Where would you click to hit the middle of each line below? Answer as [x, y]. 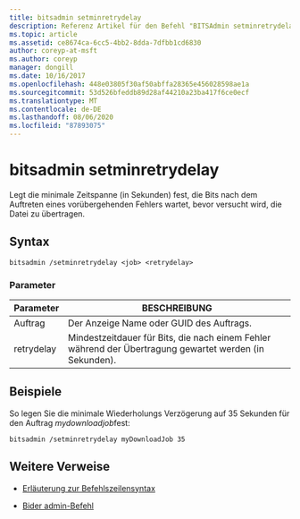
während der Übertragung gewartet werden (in [166, 349]
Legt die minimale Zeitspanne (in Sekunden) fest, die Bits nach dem [133, 194]
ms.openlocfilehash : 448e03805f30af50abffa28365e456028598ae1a [129, 84]
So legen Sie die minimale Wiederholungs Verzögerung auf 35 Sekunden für [150, 413]
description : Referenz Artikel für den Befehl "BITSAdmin [119, 26]
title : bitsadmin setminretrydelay [75, 17]
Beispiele [36, 391]
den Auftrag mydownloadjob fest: [70, 422]
